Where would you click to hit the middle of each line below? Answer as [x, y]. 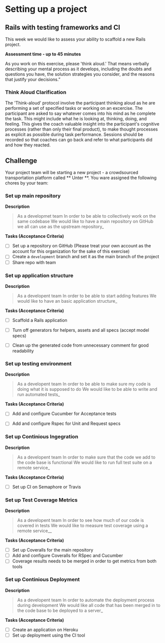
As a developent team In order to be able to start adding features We [87, 296]
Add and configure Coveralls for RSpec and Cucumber [67, 555]
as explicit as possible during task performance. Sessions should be [74, 135]
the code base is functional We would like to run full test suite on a [84, 462]
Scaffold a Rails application [40, 320]
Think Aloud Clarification [36, 92]
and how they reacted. [28, 145]
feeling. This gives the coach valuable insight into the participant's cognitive [82, 124]
